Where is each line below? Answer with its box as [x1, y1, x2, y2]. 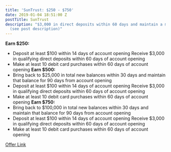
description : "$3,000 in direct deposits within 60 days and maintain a [5, 21, 163, 27]
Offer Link [5, 141, 26, 148]
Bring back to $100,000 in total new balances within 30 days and [12, 105, 149, 111]
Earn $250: [5, 40, 30, 46]
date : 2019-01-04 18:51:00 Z [5, 12, 67, 17]
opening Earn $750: [12, 99, 55, 105]
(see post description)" [10, 27, 63, 32]
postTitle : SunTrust [5, 17, 49, 22]
